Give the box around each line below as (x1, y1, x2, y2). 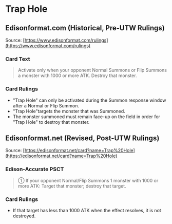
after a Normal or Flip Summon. (12, 102, 80, 108)
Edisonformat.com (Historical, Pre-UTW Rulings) (5, 24, 165, 32)
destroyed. (12, 213, 36, 219)
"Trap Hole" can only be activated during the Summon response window (12, 97, 166, 103)
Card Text (5, 55, 30, 62)
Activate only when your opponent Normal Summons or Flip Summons (17, 67, 167, 73)
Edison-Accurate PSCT (5, 165, 64, 173)
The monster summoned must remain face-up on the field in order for (12, 114, 161, 120)
